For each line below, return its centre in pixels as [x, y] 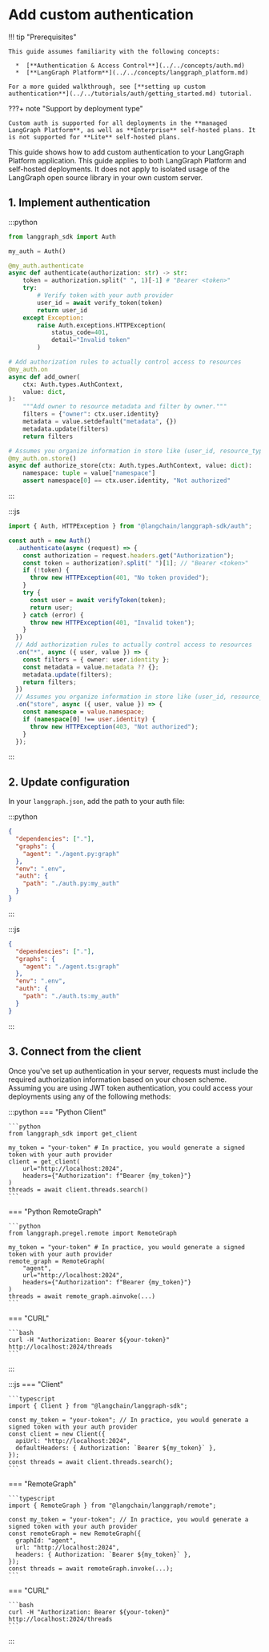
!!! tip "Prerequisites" [42, 37]
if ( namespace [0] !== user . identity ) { [89, 719]
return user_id [62, 310]
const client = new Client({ [57, 1434]
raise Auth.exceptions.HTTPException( [102, 325]
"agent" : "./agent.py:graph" [71, 854]
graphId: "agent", [46, 1540]
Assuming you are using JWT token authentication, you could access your [131, 1087]
